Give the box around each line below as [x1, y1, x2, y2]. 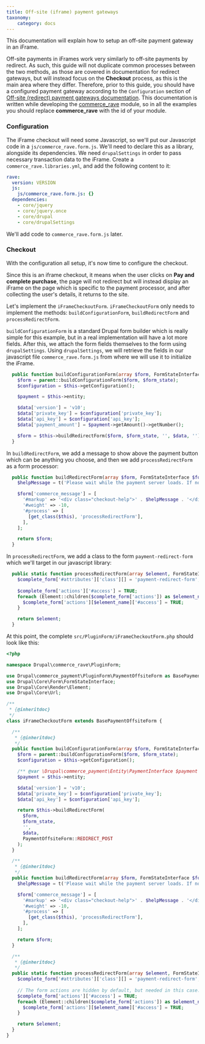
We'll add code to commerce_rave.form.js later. [6, 230, 123, 238]
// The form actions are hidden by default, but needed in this [17, 987, 184, 993]
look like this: [6, 639, 40, 646]
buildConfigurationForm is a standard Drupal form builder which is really [6, 327, 189, 334]
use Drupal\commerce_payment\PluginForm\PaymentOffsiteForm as [6, 673, 171, 679]
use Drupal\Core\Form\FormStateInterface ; [6, 678, 116, 685]
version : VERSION [12, 179, 56, 186]
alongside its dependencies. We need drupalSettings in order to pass [6, 149, 182, 156]
